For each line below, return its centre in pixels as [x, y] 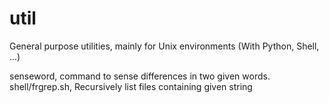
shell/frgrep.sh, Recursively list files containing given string [131, 86]
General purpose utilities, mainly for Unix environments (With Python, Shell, [164, 46]
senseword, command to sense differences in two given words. [140, 76]
